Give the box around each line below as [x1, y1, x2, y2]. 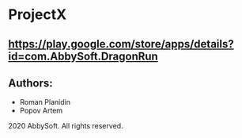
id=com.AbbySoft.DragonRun [8, 49, 158, 63]
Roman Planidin [19, 98, 71, 107]
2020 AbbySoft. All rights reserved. [8, 121, 124, 131]
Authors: [8, 76, 53, 90]
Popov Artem [19, 105, 63, 116]
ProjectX [8, 6, 67, 24]
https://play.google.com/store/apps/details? [8, 37, 235, 51]
